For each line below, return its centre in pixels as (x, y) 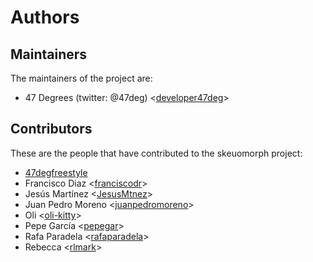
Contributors (51, 129)
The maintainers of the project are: (81, 78)
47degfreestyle (56, 172)
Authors (45, 17)
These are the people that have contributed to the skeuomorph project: (156, 153)
